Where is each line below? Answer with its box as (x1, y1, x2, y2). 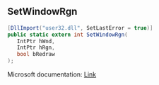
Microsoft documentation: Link (7, 70, 97, 79)
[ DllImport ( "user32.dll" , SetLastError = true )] (7, 24, 153, 31)
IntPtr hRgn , (16, 44, 55, 52)
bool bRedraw (16, 51, 55, 58)
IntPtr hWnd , (16, 38, 55, 45)
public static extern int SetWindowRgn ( (7, 31, 129, 38)
